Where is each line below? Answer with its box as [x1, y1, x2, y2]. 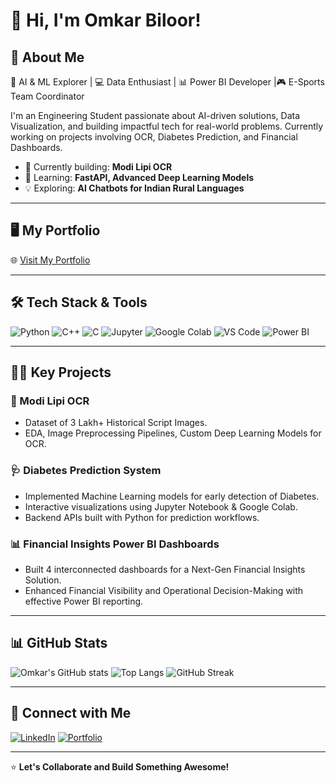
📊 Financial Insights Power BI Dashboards [10, 537, 220, 551]
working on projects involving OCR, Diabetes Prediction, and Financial [10, 131, 298, 143]
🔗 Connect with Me [10, 705, 132, 722]
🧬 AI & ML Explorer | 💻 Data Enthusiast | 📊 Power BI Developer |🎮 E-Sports [10, 76, 325, 88]
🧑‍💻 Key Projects [10, 364, 112, 381]
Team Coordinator [10, 90, 85, 102]
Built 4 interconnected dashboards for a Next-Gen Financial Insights [24, 563, 306, 575]
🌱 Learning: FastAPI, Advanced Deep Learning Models [24, 172, 255, 183]
